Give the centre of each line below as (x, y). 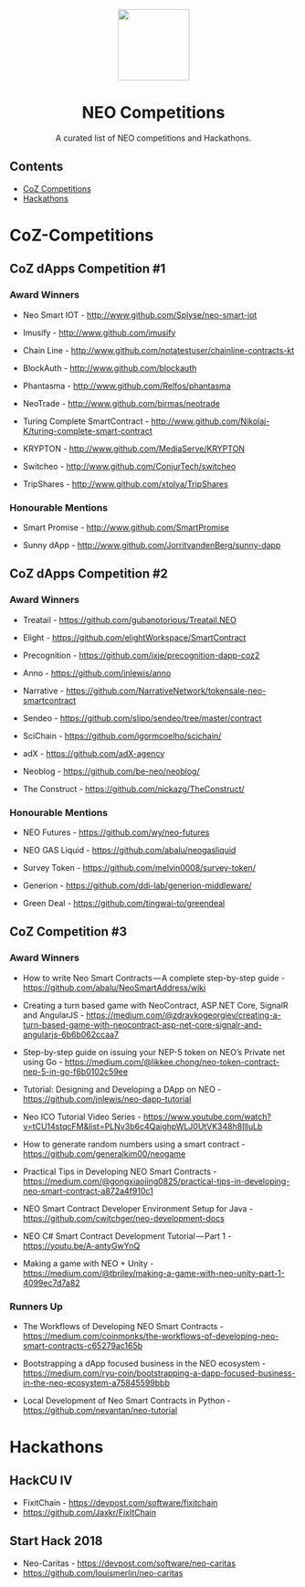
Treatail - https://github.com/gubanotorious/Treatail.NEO (130, 619)
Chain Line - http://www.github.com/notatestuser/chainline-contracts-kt (158, 350)
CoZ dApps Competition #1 (88, 269)
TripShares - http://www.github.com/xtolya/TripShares (125, 483)
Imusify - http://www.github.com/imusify (99, 333)
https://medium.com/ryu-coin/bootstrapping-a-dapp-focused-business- (159, 1373)
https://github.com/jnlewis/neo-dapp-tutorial (107, 1099)
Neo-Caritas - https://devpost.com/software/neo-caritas (129, 1563)
